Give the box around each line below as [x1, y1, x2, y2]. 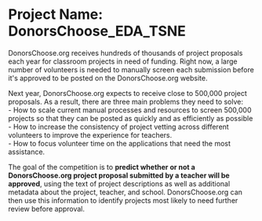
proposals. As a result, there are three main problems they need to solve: [8, 97, 244, 106]
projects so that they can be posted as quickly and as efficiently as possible [8, 113, 253, 123]
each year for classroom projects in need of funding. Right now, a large [8, 57, 238, 66]
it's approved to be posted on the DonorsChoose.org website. [8, 73, 208, 83]
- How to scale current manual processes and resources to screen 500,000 [8, 105, 252, 115]
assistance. [8, 147, 45, 157]
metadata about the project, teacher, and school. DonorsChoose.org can [8, 187, 243, 197]
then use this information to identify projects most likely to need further [8, 195, 238, 205]
